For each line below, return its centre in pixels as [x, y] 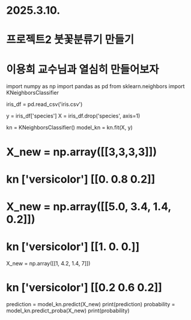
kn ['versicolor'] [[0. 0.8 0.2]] [81, 179]
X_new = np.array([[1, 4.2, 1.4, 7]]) [48, 263]
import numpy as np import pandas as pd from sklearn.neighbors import [95, 86]
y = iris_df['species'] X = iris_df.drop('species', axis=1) [73, 116]
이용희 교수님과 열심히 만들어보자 [83, 69]
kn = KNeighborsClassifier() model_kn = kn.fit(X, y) [70, 128]
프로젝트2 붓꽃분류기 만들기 [70, 40]
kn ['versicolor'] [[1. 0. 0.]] [73, 247]
